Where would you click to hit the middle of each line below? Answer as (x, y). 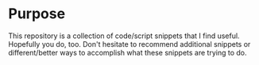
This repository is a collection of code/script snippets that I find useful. (124, 36)
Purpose (37, 14)
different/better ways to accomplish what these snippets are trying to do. (128, 52)
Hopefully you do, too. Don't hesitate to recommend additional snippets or (129, 44)
